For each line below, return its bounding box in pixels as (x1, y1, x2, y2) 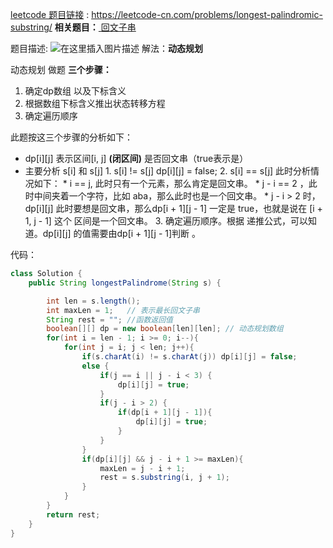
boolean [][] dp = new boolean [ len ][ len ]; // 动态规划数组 (46, 324, 284, 334)
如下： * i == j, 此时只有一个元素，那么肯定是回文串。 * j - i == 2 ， (33, 178, 309, 189)
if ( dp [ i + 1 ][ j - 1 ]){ (117, 408, 213, 418)
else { (81, 361, 110, 371)
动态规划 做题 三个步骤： (10, 64, 112, 75)
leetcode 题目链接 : (10, 9, 90, 20)
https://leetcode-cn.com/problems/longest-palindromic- (91, 9, 323, 20)
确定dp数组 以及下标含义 (24, 85, 127, 97)
